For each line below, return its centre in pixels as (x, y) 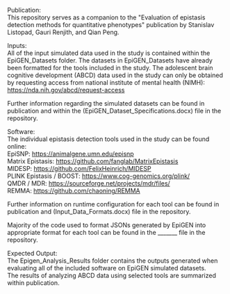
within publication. (34, 283)
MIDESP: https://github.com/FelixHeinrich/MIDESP (79, 169)
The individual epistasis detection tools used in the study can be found (108, 139)
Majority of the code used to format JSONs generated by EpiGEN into (107, 225)
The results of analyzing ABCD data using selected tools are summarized (112, 275)
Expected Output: (32, 253)
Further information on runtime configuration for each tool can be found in (113, 204)
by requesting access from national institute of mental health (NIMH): (106, 82)
